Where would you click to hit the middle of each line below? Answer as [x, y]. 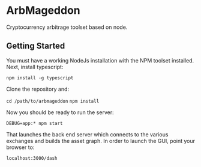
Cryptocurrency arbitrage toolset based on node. [67, 27]
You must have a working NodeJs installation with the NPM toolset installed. [100, 60]
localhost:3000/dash [32, 158]
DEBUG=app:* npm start [34, 123]
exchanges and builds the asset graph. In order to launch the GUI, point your [101, 141]
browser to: [20, 147]
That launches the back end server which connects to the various [87, 134]
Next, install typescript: [35, 67]
